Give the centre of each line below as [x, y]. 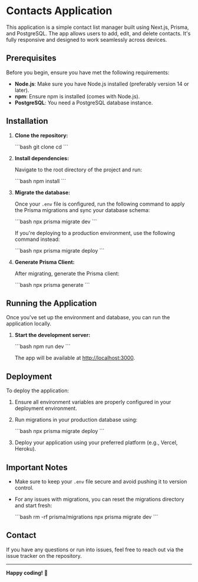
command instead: [37, 239]
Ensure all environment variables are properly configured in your [93, 402]
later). [22, 90]
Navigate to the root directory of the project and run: [78, 170]
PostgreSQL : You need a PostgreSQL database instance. [84, 102]
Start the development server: [52, 335]
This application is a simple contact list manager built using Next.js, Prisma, [98, 27]
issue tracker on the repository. [44, 555]
